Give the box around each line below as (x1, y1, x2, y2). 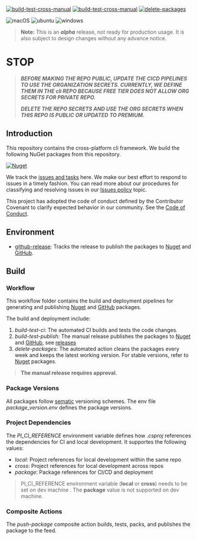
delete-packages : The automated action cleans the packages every (14, 346, 180, 353)
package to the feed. (6, 527, 57, 534)
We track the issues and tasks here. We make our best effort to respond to (6, 173, 187, 180)
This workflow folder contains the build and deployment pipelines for (6, 297, 173, 304)
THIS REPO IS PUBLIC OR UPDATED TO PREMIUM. (20, 111, 145, 118)
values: (6, 444, 24, 451)
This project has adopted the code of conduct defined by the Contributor (6, 197, 184, 204)
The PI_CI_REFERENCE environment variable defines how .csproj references (6, 432, 192, 439)
